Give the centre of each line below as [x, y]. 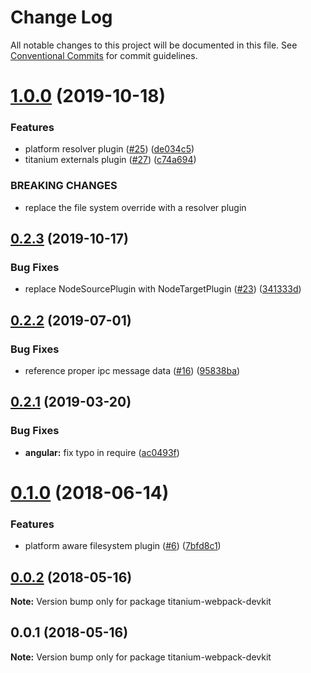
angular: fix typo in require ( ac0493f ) [102, 452]
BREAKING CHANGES [64, 186]
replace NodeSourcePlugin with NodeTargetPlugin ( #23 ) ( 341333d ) [163, 289]
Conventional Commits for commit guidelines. [104, 55]
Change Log [61, 17]
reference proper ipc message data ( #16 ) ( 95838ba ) [132, 371]
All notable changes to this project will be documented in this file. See [154, 45]
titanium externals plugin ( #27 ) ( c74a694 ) [110, 160]
